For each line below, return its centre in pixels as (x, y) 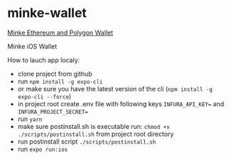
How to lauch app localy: (44, 60)
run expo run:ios (43, 149)
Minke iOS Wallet (32, 46)
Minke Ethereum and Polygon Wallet (60, 33)
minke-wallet (47, 13)
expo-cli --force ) (44, 96)
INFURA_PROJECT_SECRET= (53, 112)
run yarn (30, 119)
